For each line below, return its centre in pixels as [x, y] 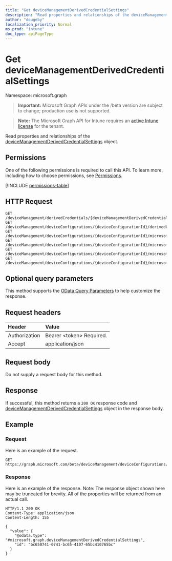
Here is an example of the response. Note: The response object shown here [85, 488]
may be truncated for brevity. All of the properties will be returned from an [83, 494]
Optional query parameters [49, 278]
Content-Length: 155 [27, 517]
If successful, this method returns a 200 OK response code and [71, 403]
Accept [17, 344]
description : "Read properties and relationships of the [67, 15]
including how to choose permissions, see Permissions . [64, 176]
